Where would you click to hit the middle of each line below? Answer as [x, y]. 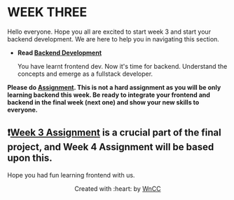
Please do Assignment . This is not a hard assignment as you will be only [114, 87]
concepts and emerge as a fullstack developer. [85, 74]
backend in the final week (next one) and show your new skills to [103, 102]
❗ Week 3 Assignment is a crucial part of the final [115, 133]
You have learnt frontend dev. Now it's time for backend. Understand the [122, 66]
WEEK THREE [47, 12]
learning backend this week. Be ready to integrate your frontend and [109, 95]
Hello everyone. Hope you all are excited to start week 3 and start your [109, 32]
